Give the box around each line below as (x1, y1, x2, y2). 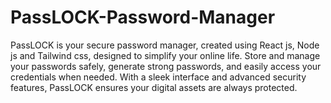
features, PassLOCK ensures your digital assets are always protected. (10, 81, 298, 93)
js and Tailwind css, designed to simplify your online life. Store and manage (10, 49, 321, 61)
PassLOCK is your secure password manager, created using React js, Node (10, 39, 320, 51)
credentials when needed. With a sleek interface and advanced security (10, 71, 307, 83)
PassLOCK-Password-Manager (10, 6, 276, 29)
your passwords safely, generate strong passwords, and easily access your (10, 60, 322, 72)
